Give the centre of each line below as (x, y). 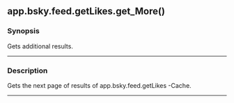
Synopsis (23, 31)
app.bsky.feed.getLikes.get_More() (86, 11)
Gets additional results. (40, 46)
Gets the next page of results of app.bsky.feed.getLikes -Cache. (99, 85)
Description (28, 71)
